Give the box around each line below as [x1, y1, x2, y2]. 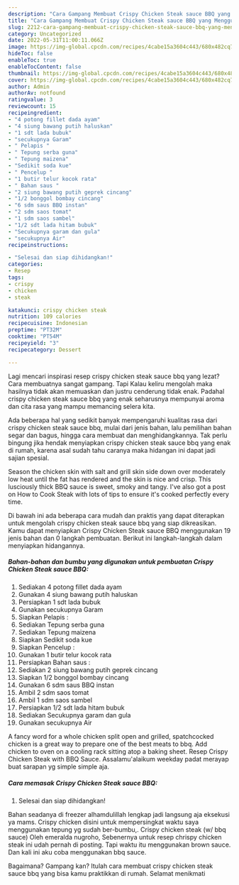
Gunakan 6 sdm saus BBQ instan [18, 681, 114, 689]
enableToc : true [8, 57, 56, 64]
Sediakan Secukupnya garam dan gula [18, 711, 131, 720]
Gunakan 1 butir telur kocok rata [18, 651, 112, 659]
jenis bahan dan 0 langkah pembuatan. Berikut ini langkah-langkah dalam [8, 534, 223, 542]
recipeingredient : [8, 109, 62, 116]
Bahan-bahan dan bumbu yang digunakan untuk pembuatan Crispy [8, 558, 213, 566]
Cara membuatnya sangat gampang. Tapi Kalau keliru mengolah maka [8, 379, 213, 387]
